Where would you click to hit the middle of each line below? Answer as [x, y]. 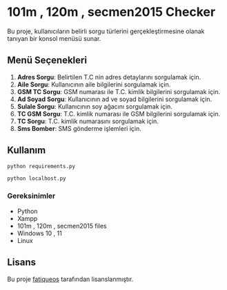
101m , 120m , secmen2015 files [62, 226]
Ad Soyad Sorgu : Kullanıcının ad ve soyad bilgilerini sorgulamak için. [115, 99]
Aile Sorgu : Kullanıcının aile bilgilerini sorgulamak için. [94, 84]
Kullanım [27, 151]
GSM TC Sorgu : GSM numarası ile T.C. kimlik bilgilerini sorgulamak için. [119, 91]
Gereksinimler [31, 196]
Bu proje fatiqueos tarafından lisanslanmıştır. [70, 279]
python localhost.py [37, 179]
